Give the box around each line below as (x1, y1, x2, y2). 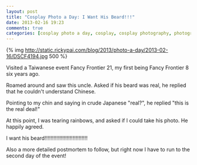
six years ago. (6, 70, 40, 78)
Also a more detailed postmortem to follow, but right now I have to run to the (6, 146, 191, 153)
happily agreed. (6, 123, 44, 130)
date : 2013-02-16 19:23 (6, 19, 64, 25)
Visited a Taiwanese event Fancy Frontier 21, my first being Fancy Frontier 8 (6, 64, 189, 71)
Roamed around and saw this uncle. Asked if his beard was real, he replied (6, 82, 186, 89)
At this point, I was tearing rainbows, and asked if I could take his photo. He (6, 117, 188, 124)
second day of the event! (6, 152, 66, 159)
